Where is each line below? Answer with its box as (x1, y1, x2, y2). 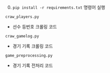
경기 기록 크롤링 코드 (12, 43, 53, 49)
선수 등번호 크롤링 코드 (12, 24, 57, 29)
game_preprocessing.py (5, 53, 53, 58)
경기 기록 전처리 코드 (12, 62, 53, 68)
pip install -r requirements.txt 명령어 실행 (12, 4, 105, 10)
